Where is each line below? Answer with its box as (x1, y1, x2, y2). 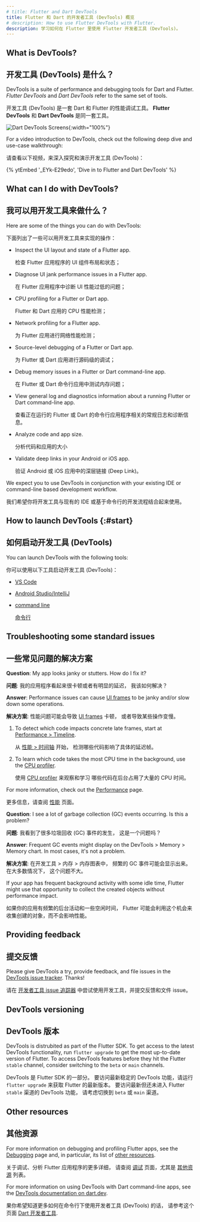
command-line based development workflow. (6, 485, 118, 493)
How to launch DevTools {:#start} (6, 516, 133, 526)
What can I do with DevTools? (6, 183, 119, 194)
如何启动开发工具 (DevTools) (6, 538, 112, 548)
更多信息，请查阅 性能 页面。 (6, 798, 78, 806)
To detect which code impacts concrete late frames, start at (14, 725, 162, 732)
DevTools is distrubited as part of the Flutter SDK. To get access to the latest (6, 1042, 194, 1049)
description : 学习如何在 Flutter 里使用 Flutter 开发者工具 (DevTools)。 (6, 25, 181, 32)
